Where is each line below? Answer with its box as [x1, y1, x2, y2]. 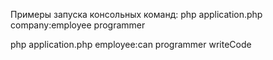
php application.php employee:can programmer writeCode [10, 39, 252, 50]
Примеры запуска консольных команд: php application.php [10, 9, 263, 20]
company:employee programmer [10, 19, 146, 31]
